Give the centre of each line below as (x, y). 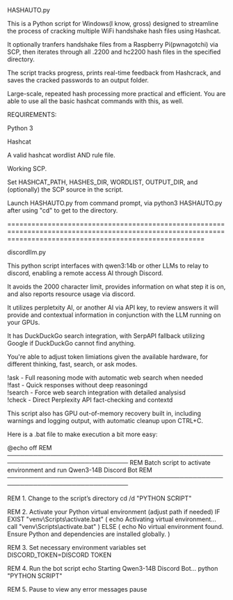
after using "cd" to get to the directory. (63, 210)
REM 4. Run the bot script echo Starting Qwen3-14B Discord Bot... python (113, 568)
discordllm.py (27, 252)
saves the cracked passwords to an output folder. (78, 80)
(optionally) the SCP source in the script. (65, 190)
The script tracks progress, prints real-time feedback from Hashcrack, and (114, 73)
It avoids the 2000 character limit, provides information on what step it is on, (116, 286)
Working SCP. (27, 169)
